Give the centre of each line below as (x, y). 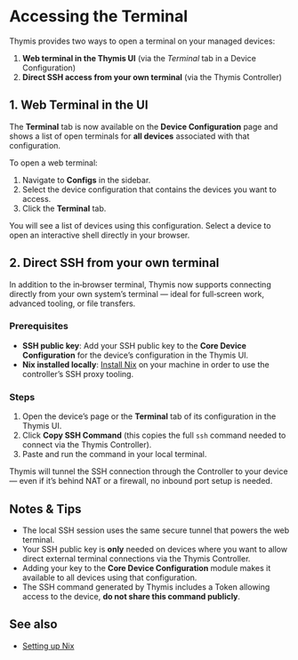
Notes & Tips (45, 509)
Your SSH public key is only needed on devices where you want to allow (154, 549)
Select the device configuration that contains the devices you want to (149, 189)
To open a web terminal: (53, 163)
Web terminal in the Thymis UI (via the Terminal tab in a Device (139, 58)
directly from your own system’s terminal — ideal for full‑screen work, (137, 294)
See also (33, 624)
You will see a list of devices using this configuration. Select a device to (140, 225)
